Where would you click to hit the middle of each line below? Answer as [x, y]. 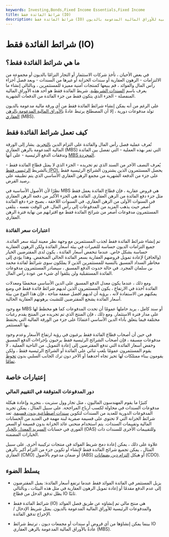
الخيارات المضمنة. [22, 434]
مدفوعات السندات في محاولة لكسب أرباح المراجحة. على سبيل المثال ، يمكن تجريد [82, 408]
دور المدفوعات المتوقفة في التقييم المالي [50, 391]
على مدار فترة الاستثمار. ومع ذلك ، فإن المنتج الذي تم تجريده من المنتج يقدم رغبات [82, 314]
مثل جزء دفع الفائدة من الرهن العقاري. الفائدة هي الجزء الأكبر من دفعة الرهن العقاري [84, 196]
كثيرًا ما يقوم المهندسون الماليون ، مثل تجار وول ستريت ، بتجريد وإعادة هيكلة [76, 402]
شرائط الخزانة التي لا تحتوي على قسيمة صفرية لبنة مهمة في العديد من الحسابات [80, 418]
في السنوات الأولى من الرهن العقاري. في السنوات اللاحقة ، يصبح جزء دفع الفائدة [80, 201]
